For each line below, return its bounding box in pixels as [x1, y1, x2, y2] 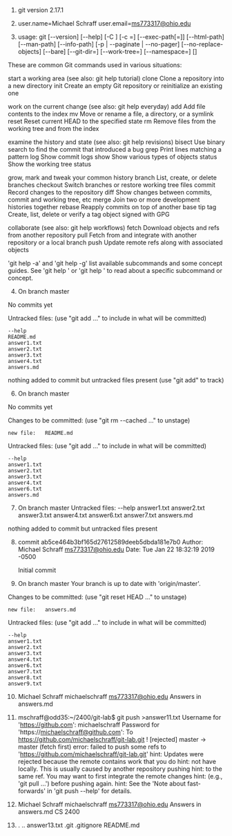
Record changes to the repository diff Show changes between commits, [8, 188, 213, 196]
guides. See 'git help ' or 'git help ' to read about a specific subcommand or [8, 267, 223, 274]
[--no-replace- [181, 40, 224, 48]
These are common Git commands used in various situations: [8, 61, 182, 69]
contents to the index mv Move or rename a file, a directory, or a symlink [8, 110, 214, 118]
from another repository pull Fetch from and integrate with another [8, 231, 197, 239]
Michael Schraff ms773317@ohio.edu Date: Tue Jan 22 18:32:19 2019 [17, 545, 215, 553]
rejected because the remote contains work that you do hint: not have [17, 758, 217, 765]
